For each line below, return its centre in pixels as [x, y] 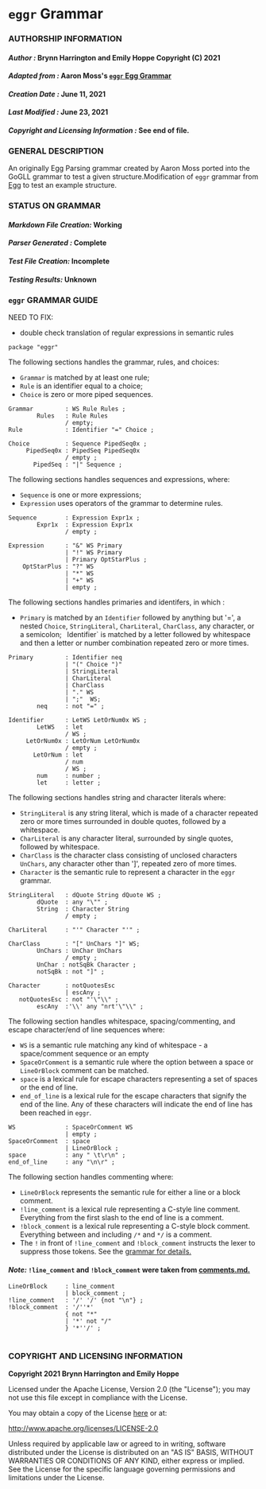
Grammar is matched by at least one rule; [85, 377]
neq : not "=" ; [71, 706]
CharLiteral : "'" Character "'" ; [74, 930]
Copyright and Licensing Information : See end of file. [99, 130]
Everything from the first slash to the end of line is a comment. [122, 1217]
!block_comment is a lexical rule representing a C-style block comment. [135, 1226]
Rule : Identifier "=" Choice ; [81, 430]
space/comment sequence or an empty [84, 1053]
